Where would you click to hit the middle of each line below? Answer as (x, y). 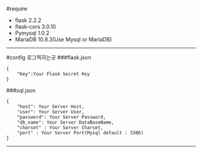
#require (17, 9)
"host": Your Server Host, (51, 107)
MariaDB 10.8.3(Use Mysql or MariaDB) (63, 39)
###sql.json (21, 90)
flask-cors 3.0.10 (35, 27)
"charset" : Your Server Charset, (60, 128)
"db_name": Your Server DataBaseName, (66, 122)
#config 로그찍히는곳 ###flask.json (49, 57)
